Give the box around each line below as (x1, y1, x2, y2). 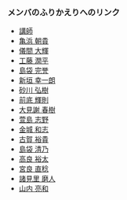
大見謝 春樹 (18, 105, 56, 115)
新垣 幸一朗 (18, 76, 56, 85)
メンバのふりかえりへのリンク (7, 6, 121, 17)
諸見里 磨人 (18, 174, 56, 183)
